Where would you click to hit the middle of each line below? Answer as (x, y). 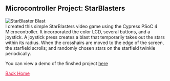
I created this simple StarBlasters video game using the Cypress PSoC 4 (81, 26)
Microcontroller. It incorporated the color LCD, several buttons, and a (78, 32)
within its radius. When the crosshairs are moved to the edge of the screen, (85, 43)
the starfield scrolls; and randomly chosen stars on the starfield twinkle (80, 48)
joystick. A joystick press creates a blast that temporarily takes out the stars (85, 37)
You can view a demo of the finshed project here (57, 63)
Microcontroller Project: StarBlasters (65, 8)
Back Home (17, 73)
